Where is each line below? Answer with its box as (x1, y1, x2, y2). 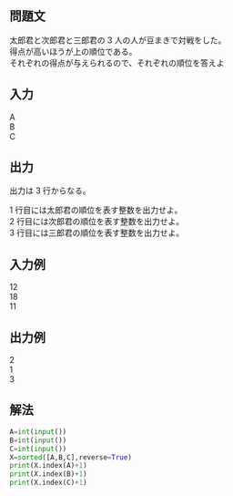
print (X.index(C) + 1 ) (9, 478, 88, 488)
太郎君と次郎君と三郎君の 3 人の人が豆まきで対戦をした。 (9, 35, 227, 46)
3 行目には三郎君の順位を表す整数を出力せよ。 (9, 227, 185, 239)
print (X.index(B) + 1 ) (9, 470, 88, 479)
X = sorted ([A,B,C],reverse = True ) (9, 452, 132, 462)
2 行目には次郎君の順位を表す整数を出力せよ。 (9, 216, 185, 227)
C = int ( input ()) (9, 444, 67, 453)
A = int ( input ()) (9, 427, 67, 436)
